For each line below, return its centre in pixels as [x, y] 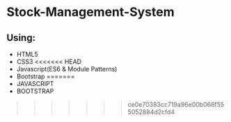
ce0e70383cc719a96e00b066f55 [176, 104]
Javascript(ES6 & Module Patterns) [67, 69]
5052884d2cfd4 [151, 112]
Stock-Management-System [90, 12]
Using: [21, 38]
